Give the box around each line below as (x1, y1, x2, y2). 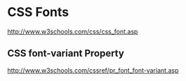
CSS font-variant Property (7, 47, 124, 59)
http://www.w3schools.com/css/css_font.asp (7, 27, 138, 36)
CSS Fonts (7, 4, 69, 20)
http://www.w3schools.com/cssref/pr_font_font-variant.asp (7, 66, 179, 74)
